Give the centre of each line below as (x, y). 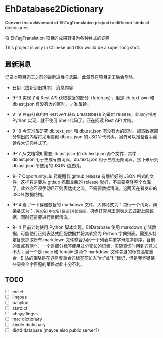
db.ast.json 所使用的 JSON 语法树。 (48, 165)
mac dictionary (27, 319)
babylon (20, 302)
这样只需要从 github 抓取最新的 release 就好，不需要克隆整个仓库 (86, 182)
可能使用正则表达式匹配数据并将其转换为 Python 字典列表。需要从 (87, 233)
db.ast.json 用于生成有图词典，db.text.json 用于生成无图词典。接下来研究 (85, 159)
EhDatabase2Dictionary (54, 9)
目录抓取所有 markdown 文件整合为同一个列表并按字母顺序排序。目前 (86, 239)
